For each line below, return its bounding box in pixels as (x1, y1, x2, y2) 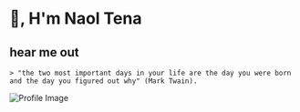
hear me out (9, 45, 79, 60)
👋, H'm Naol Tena (9, 8, 142, 29)
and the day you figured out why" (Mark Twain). (9, 76, 198, 86)
